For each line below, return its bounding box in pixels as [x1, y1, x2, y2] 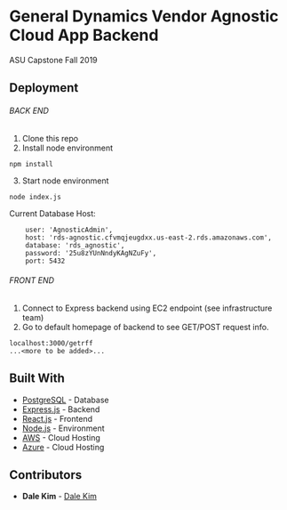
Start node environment [21, 175, 109, 186]
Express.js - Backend [21, 403, 100, 415]
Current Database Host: [9, 207, 96, 219]
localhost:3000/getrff [9, 338, 93, 348]
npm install [9, 159, 53, 168]
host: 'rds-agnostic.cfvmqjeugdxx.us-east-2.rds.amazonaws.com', [25, 233, 273, 242]
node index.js [9, 192, 62, 201]
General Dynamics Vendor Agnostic [9, 6, 279, 27]
